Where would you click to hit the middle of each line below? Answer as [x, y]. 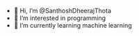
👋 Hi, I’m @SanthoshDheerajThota [63, 11]
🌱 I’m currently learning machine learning [73, 25]
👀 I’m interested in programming [60, 18]
